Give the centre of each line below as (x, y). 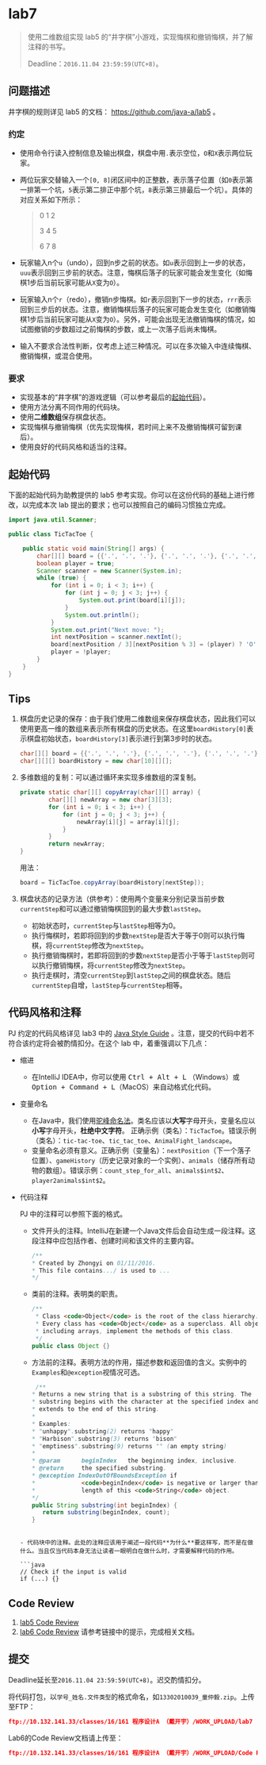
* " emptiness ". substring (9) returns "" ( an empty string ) (129, 1446)
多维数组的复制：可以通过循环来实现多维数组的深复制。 (110, 777)
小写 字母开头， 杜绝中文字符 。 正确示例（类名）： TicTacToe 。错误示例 (144, 1130)
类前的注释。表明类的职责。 (77, 1294)
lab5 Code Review (49, 1622)
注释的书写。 (48, 46)
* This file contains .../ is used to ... (101, 1270)
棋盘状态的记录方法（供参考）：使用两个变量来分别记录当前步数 (122, 899)
